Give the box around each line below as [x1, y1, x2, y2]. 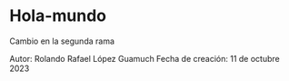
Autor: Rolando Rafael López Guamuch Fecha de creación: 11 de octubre [9, 53, 280, 64]
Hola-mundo [9, 5, 107, 26]
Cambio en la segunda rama [9, 35, 115, 46]
